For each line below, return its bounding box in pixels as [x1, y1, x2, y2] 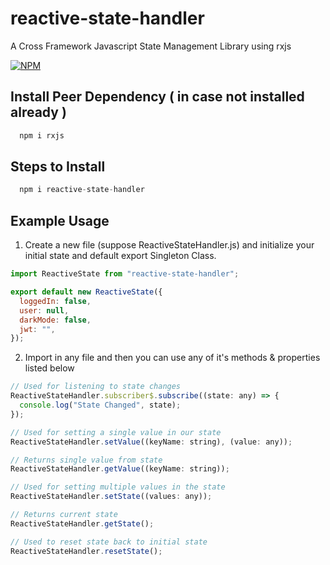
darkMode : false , [19, 315, 92, 325]
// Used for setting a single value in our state [10, 427, 222, 437]
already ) [10, 104, 67, 121]
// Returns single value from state [10, 455, 163, 465]
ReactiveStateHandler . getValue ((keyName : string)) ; [10, 464, 230, 474]
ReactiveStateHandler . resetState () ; [10, 546, 163, 556]
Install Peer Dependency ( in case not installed [10, 88, 305, 106]
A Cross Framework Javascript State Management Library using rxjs [10, 40, 292, 52]
